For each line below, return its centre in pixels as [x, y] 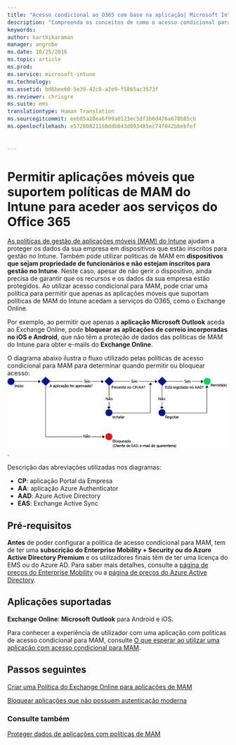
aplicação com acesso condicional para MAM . [74, 647]
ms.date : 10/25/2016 [38, 52]
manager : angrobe [33, 45]
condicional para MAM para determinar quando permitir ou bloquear [106, 365]
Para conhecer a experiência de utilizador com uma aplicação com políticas [117, 632]
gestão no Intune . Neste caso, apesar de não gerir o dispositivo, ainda [110, 271]
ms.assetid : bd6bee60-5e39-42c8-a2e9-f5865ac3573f [83, 89]
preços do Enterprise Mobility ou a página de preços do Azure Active [107, 572]
